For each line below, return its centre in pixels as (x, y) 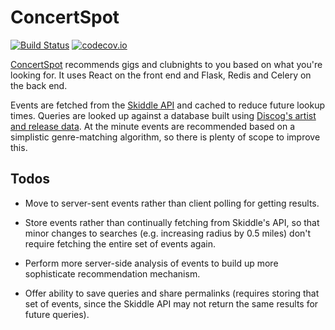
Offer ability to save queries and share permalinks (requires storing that (172, 293)
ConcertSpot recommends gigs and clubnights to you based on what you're (166, 64)
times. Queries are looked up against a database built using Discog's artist (163, 115)
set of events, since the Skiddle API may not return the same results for (171, 303)
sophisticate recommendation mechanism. (112, 273)
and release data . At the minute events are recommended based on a (152, 126)
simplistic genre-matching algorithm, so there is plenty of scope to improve (165, 137)
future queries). (57, 314)
